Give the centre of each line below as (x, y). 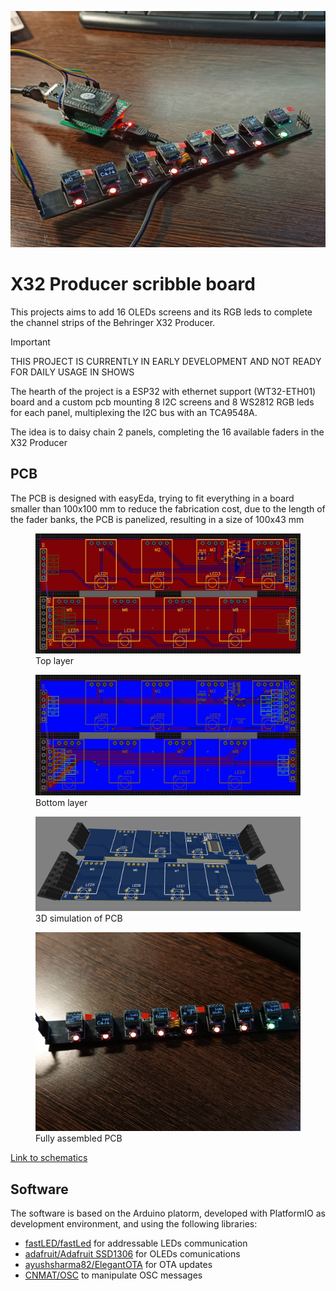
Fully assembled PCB (79, 1138)
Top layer (54, 661)
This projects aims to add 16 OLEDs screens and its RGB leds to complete (161, 312)
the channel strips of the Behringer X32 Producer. (113, 322)
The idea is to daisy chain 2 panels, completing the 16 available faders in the (167, 432)
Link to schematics (49, 1158)
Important (30, 342)
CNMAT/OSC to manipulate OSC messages (113, 1275)
